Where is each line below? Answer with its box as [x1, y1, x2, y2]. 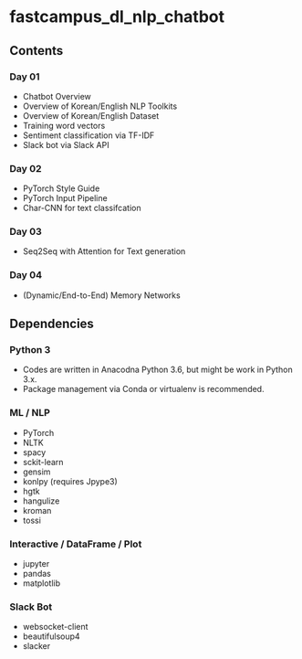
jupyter [22, 558, 50, 569]
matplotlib [22, 578, 61, 589]
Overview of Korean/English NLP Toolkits [22, 101, 178, 112]
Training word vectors [22, 120, 106, 131]
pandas [22, 569, 52, 579]
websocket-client [22, 622, 89, 632]
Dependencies [9, 316, 94, 332]
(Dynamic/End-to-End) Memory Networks [22, 290, 181, 301]
